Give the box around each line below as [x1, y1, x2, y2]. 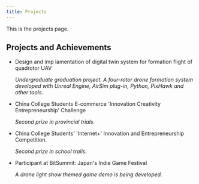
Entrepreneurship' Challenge [14, 107, 86, 114]
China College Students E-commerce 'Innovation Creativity [14, 100, 161, 108]
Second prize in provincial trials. [14, 118, 95, 125]
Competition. [14, 136, 47, 143]
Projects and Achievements [6, 42, 112, 53]
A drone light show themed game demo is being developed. [14, 171, 163, 178]
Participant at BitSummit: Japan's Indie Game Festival [14, 160, 147, 167]
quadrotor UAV [14, 65, 52, 72]
